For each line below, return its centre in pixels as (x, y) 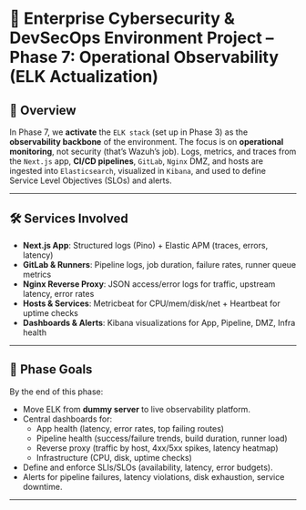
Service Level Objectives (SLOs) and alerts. (91, 180)
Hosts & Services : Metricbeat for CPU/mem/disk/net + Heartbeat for (151, 303)
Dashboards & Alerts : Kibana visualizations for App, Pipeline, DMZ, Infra (159, 322)
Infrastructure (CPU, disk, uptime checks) (114, 457)
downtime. (42, 486)
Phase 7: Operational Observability (144, 57)
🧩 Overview (43, 110)
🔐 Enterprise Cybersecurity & (122, 19)
